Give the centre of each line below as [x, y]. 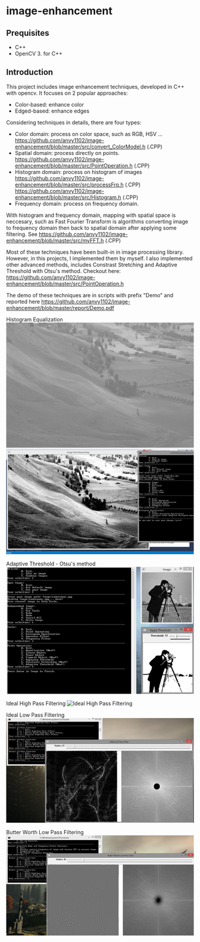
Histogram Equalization [35, 319]
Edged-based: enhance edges [52, 111]
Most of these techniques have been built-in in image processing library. [95, 252]
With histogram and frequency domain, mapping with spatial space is [91, 215]
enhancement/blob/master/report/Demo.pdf [60, 307]
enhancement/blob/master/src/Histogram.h [68, 197]
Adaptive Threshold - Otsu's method [51, 564]
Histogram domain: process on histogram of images [78, 172]
